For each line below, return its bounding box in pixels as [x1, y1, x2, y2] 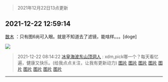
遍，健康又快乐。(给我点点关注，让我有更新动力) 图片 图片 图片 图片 [17, 59, 157, 65]
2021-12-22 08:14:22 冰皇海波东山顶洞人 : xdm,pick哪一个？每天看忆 [17, 53, 159, 59]
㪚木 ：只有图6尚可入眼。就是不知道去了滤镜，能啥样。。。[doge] [5, 33, 137, 39]
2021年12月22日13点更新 [17, 5, 68, 10]
